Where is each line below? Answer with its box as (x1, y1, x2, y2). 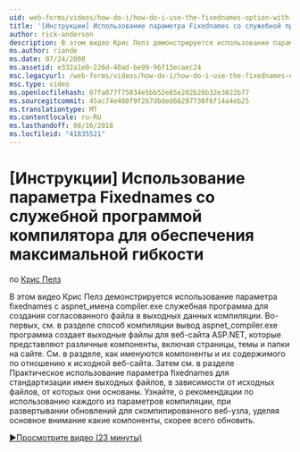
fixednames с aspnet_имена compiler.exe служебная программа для (9, 301, 269, 311)
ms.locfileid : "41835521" (9, 130, 105, 139)
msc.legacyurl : (9, 72, 66, 81)
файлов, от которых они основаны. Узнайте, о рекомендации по (9, 386, 254, 397)
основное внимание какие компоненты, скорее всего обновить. (9, 414, 256, 425)
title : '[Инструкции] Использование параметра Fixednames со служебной (9, 21, 281, 30)
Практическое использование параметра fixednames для (9, 367, 229, 378)
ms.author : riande (9, 47, 78, 55)
